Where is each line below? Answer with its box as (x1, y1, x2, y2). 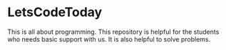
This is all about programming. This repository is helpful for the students (7, 27, 220, 36)
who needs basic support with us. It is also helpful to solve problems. (7, 35, 211, 43)
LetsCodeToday (7, 4, 103, 20)
